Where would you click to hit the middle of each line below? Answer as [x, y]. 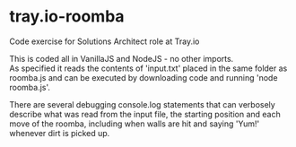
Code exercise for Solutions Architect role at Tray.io [104, 41]
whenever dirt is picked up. [60, 133]
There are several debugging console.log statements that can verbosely [142, 104]
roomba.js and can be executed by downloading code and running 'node [144, 77]
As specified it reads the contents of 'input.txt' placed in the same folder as [148, 68]
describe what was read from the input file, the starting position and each [145, 114]
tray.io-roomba [67, 17]
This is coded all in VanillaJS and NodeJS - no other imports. [122, 58]
